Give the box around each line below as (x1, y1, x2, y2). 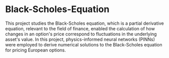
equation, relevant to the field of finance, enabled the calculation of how (5, 25, 155, 31)
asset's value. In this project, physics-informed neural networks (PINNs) (5, 36, 155, 42)
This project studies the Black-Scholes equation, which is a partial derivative (5, 20, 164, 26)
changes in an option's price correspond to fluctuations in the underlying (5, 31, 157, 37)
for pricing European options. (5, 47, 67, 53)
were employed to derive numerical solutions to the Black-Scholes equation (5, 41, 162, 47)
